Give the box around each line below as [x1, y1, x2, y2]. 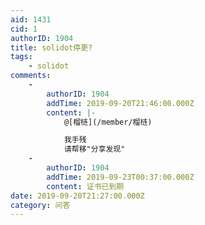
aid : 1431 [10, 14, 52, 25]
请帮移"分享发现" [63, 144, 126, 155]
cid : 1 [10, 24, 38, 34]
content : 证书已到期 [46, 181, 125, 191]
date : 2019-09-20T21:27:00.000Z [10, 191, 145, 201]
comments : [10, 71, 52, 81]
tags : [10, 52, 33, 62]
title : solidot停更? [10, 42, 93, 53]
